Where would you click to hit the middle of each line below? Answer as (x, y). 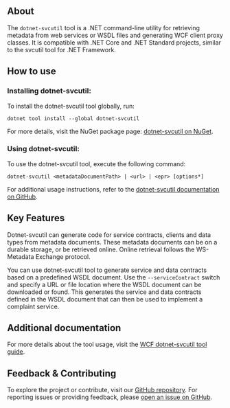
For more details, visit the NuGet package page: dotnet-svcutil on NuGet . (111, 131)
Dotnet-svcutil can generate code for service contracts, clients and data (109, 235)
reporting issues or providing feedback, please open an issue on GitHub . (110, 397)
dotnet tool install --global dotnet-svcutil (73, 118)
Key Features (36, 218)
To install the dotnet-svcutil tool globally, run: (71, 106)
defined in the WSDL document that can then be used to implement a (105, 299)
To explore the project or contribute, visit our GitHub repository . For (102, 390)
